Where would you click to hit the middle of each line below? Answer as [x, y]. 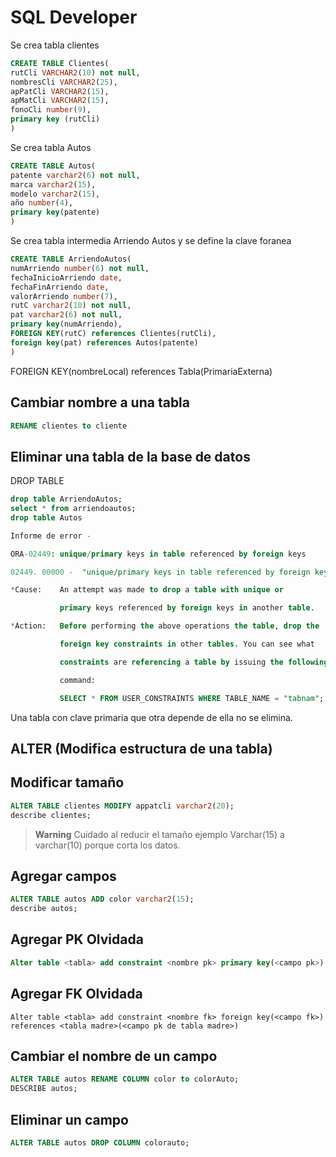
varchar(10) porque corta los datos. [107, 845]
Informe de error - [51, 536]
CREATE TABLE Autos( [53, 166]
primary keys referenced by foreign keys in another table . [187, 608]
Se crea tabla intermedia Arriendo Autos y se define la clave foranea [151, 241]
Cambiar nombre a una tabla [100, 402]
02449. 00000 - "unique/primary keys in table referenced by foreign [160, 572]
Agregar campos [63, 876]
